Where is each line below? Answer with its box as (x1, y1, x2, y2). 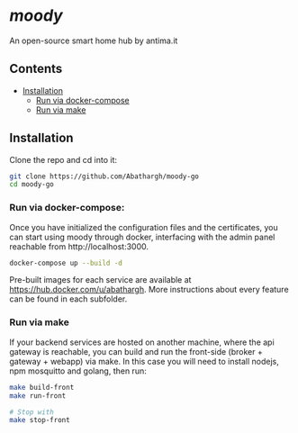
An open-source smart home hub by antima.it (9, 35, 178, 46)
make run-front (9, 391, 67, 401)
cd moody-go (9, 180, 54, 189)
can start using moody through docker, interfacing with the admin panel (9, 231, 275, 242)
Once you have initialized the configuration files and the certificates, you (9, 221, 279, 232)
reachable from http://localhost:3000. (9, 240, 149, 252)
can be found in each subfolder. (9, 293, 128, 304)
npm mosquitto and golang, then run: (9, 365, 147, 376)
